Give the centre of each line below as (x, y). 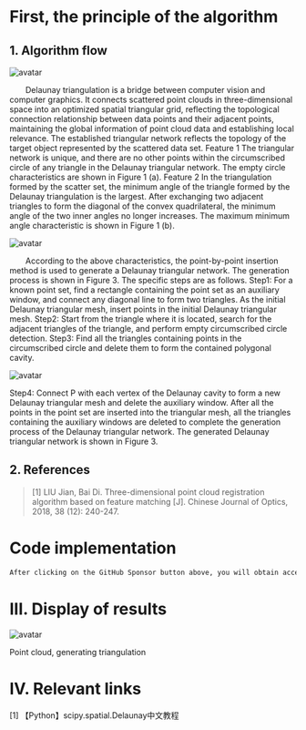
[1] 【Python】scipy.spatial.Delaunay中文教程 (94, 715)
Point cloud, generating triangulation (78, 652)
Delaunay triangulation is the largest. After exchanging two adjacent (137, 196)
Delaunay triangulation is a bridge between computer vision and (146, 90)
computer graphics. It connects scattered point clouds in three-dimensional (151, 99)
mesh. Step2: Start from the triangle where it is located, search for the (141, 319)
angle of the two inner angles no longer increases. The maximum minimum (149, 216)
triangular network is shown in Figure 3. (84, 441)
